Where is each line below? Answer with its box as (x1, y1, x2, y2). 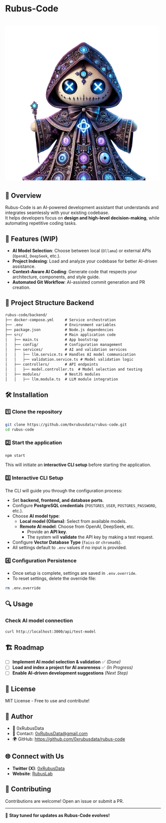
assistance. (12, 263, 36, 269)
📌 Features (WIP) (5, 234, 58, 243)
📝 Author (5, 712, 33, 721)
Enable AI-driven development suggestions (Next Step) (12, 670, 128, 676)
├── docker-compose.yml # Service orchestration (5, 317, 116, 322)
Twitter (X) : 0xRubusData (12, 765, 65, 771)
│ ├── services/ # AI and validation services (5, 347, 127, 352)
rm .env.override (5, 586, 41, 591)
